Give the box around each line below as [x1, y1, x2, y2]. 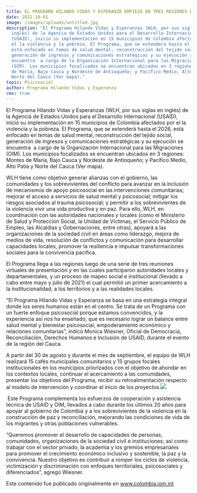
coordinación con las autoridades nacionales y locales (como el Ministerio [6, 211, 185, 218]
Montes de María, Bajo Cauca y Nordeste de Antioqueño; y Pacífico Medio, [6, 156, 188, 163]
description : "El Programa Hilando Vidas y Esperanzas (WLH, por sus [6, 25, 180, 31]
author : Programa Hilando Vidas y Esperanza [6, 85, 117, 91]
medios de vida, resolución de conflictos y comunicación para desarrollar [6, 236, 184, 244]
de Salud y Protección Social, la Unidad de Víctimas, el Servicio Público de [6, 218, 186, 225]
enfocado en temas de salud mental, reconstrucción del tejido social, [6, 131, 173, 139]
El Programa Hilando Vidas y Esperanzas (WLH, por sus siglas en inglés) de [6, 106, 189, 113]
